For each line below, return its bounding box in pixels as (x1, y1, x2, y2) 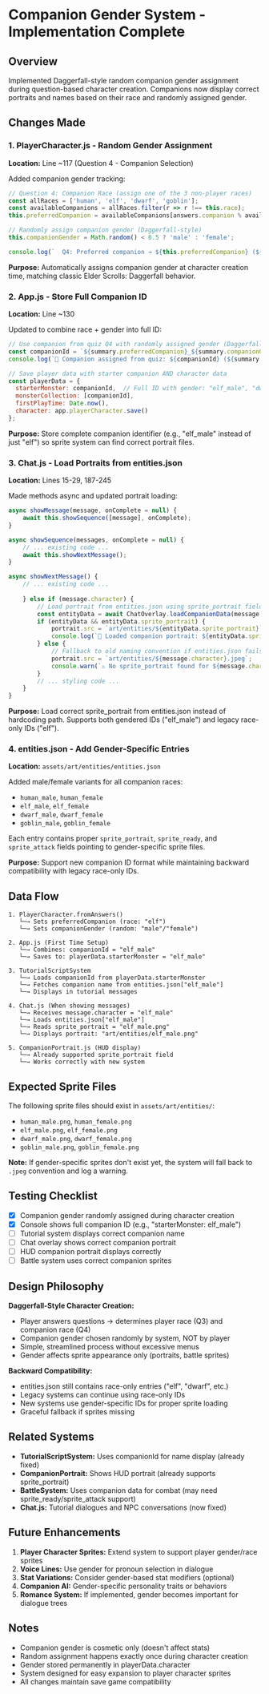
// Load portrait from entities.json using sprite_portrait (37, 603, 242, 611)
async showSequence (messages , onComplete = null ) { (8, 535, 184, 544)
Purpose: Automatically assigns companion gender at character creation (8, 262, 249, 272)
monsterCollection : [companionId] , (15, 392, 134, 400)
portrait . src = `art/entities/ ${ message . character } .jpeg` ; (50, 655, 252, 663)
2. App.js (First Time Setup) (8, 939, 110, 947)
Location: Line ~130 (8, 309, 74, 319)
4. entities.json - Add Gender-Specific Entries (8, 744, 190, 755)
